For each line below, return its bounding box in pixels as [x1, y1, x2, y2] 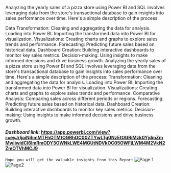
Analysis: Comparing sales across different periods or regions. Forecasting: [5, 95, 164, 102]
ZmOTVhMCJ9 [5, 145, 38, 151]
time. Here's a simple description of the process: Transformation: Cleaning [5, 74, 162, 80]
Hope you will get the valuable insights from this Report [5, 158, 134, 163]
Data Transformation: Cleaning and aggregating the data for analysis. [5, 25, 151, 31]
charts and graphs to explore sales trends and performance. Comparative [5, 90, 160, 96]
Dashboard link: [5, 129, 40, 135]
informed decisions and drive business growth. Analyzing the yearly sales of [5, 58, 166, 63]
